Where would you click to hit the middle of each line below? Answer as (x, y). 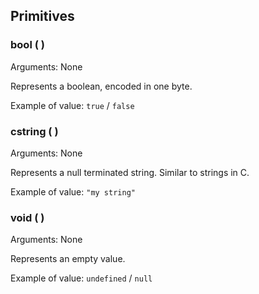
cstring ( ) (34, 131)
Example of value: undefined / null (81, 278)
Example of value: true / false (72, 105)
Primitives (42, 16)
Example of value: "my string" (73, 191)
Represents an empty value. (68, 259)
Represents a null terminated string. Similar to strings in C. (130, 172)
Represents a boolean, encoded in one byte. (101, 86)
